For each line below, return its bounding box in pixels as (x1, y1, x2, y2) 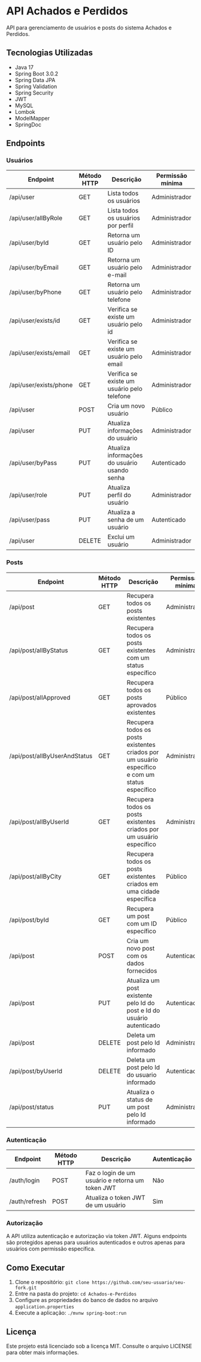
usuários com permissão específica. (6, 1245, 96, 1252)
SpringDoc (14, 121, 42, 128)
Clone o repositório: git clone (14, 1279, 90, 1286)
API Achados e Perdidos (6, 4, 129, 18)
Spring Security (14, 89, 54, 96)
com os (126, 951, 148, 960)
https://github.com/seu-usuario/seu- (92, 1280, 186, 1286)
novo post (126, 944, 155, 952)
